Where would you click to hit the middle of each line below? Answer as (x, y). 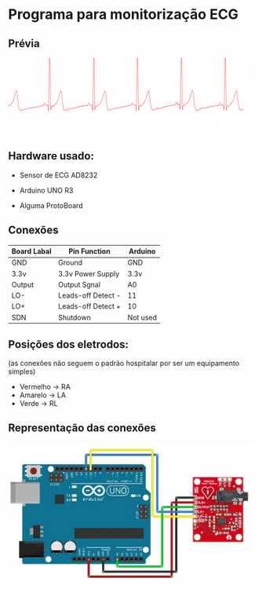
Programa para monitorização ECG (124, 15)
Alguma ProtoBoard (51, 205)
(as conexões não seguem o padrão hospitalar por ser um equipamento (124, 363)
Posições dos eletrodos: (69, 344)
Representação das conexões (82, 428)
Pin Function (90, 251)
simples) (22, 371)
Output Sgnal (79, 284)
